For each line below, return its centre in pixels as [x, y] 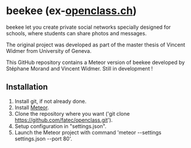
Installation [27, 87]
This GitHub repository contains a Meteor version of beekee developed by [95, 62]
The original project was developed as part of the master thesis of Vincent [96, 45]
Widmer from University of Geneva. [49, 51]
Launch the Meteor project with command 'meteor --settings [88, 132]
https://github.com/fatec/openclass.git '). [64, 120]
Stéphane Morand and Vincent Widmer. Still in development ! [80, 68]
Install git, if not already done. [50, 101]
